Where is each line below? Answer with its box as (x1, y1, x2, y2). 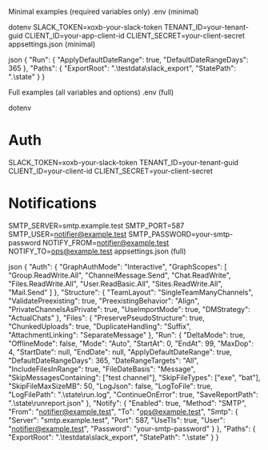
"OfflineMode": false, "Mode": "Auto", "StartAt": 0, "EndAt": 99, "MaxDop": (8, 339, 254, 348)
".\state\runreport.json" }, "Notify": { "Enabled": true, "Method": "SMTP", (8, 398, 246, 407)
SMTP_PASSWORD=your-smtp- (127, 229, 234, 239)
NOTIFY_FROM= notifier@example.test (42, 237, 170, 247)
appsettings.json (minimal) (8, 39, 96, 49)
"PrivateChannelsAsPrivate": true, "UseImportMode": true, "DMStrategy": (8, 304, 250, 314)
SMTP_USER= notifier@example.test (8, 229, 127, 239)
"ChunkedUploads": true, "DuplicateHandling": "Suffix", (8, 321, 192, 331)
